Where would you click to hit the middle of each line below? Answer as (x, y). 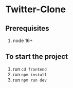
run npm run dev (30, 80)
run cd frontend (30, 69)
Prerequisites (27, 28)
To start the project (37, 57)
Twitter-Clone (36, 9)
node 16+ (23, 40)
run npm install (30, 74)
